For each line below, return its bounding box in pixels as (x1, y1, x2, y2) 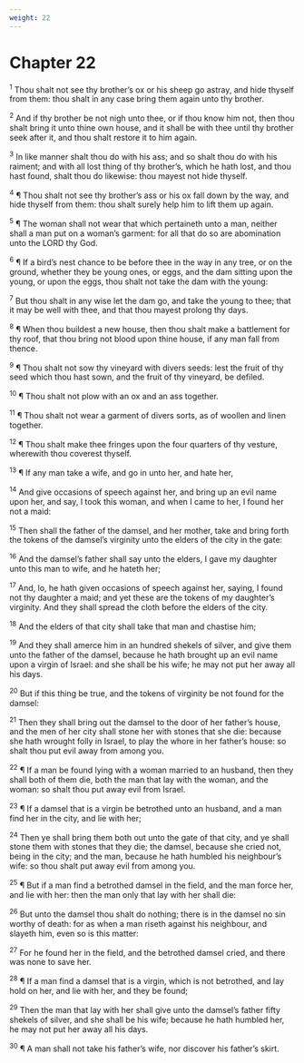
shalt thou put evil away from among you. (9, 745, 165, 756)
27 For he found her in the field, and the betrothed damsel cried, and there (9, 945, 286, 958)
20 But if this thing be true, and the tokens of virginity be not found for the (9, 686, 284, 699)
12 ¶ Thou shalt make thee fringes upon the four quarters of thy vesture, (9, 437, 279, 449)
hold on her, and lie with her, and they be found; (9, 985, 189, 996)
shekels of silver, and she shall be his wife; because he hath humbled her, (9, 1014, 285, 1025)
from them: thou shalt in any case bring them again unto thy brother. (9, 94, 265, 104)
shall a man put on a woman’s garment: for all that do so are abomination (9, 228, 281, 239)
